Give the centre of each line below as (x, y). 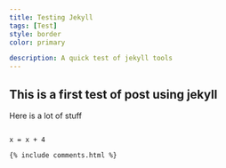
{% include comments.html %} (63, 155)
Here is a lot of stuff (46, 116)
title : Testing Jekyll (51, 17)
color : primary (37, 42)
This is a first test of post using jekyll (113, 94)
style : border (36, 34)
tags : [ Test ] (33, 26)
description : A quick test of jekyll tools (91, 59)
